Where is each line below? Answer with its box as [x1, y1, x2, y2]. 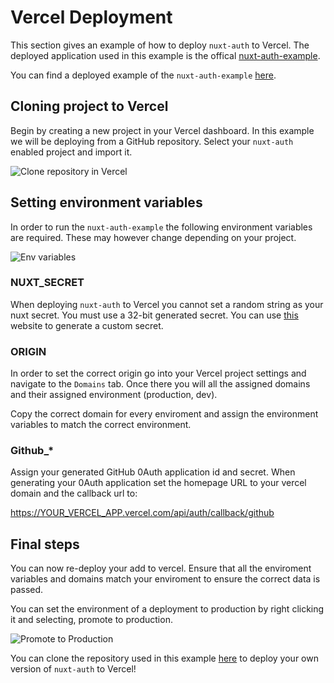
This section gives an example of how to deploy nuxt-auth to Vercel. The [10, 39, 310, 51]
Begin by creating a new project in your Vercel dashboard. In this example [10, 124, 315, 136]
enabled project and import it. [10, 146, 133, 158]
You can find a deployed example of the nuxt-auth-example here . [10, 69, 277, 81]
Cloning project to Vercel [10, 98, 169, 115]
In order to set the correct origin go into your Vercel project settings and [10, 367, 307, 380]
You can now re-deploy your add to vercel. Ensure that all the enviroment [10, 562, 312, 575]
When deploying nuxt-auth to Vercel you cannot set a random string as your [10, 298, 324, 310]
